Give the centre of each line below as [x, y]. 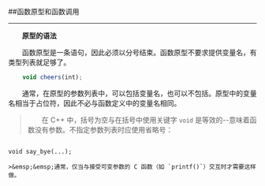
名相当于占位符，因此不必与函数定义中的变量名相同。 [95, 103]
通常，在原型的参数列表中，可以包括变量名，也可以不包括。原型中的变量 [140, 93]
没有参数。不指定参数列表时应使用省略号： [104, 129]
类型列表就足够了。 [39, 62]
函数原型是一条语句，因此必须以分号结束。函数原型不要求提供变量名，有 [140, 52]
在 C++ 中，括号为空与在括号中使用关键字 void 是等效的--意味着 [146, 120]
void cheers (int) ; [52, 77]
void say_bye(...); [40, 151]
